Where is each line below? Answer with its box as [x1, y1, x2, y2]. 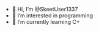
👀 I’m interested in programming [12, 12, 94, 19]
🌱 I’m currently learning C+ [12, 18, 81, 25]
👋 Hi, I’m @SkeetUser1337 [12, 6, 78, 13]
